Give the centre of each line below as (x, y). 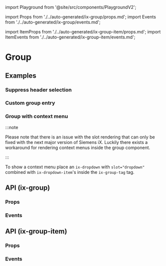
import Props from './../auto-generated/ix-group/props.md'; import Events (81, 17)
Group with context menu (37, 117)
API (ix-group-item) (36, 231)
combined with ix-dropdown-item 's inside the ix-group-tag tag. (70, 172)
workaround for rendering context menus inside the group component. (78, 147)
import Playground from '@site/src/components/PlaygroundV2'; (71, 7)
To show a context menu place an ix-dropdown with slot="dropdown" (75, 167)
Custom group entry (30, 103)
